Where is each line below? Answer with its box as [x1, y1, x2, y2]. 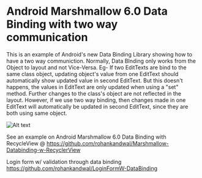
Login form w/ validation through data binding [6, 158, 122, 165]
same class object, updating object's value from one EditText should [6, 70, 179, 77]
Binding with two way [6, 17, 118, 31]
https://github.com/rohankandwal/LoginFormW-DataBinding [6, 164, 158, 172]
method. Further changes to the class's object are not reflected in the [6, 90, 182, 97]
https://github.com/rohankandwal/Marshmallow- [46, 139, 170, 147]
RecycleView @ [6, 139, 46, 147]
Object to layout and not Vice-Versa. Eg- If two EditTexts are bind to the [6, 63, 187, 71]
